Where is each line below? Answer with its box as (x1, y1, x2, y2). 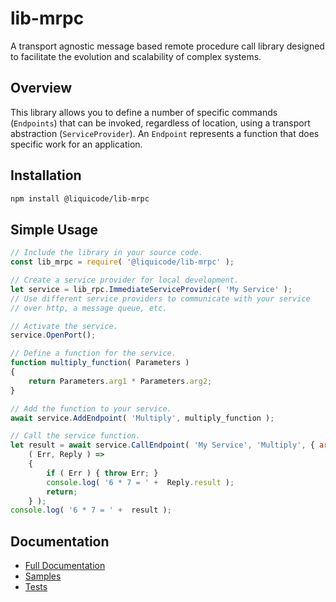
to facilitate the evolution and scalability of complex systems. (10, 50, 262, 62)
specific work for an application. (10, 138, 143, 150)
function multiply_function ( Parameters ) (10, 358, 190, 368)
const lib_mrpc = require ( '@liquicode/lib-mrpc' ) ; (10, 257, 235, 267)
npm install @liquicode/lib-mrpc (10, 193, 150, 204)
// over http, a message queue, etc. (10, 303, 168, 313)
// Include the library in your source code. (10, 248, 203, 258)
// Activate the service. (10, 321, 118, 331)
